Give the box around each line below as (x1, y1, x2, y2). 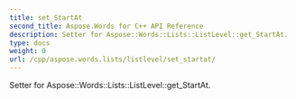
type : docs (9, 38, 51, 48)
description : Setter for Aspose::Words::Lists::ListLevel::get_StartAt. (9, 30, 289, 39)
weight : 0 (9, 47, 47, 56)
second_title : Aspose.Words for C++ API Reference (9, 22, 204, 31)
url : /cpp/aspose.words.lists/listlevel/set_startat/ (9, 55, 217, 64)
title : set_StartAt (9, 13, 83, 22)
